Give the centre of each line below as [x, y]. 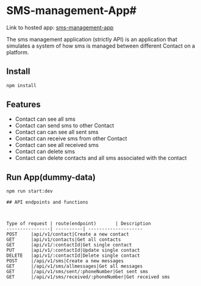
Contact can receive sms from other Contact [71, 138]
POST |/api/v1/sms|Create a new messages [65, 261]
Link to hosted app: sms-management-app [60, 27]
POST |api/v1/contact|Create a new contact [68, 234]
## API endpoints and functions [47, 202]
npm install [21, 85]
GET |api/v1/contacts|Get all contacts [64, 240]
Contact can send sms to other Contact [65, 126]
